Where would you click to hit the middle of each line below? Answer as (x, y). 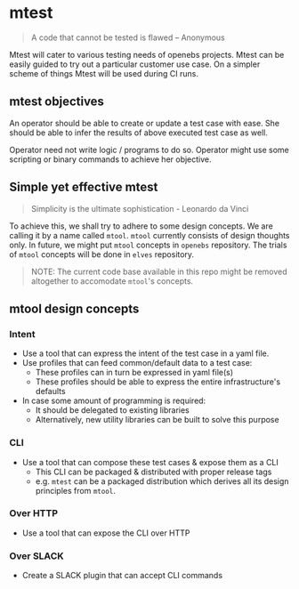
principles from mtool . (75, 490)
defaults (50, 391)
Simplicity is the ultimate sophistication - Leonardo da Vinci (140, 208)
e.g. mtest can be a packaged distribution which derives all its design (162, 481)
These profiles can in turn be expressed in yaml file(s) (134, 373)
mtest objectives (57, 102)
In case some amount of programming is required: (114, 401)
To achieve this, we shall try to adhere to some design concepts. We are (141, 226)
